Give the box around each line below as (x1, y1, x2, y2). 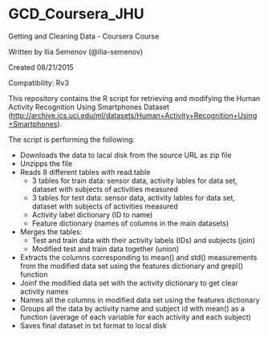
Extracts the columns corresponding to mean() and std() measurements (19, 252, 258, 262)
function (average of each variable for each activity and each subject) (19, 312, 251, 322)
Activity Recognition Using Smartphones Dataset (8, 102, 170, 112)
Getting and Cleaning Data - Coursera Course (8, 31, 160, 41)
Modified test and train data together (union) (31, 244, 179, 254)
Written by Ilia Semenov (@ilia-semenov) (8, 47, 144, 56)
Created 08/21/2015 (8, 62, 74, 72)
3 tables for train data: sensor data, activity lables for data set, (31, 176, 238, 185)
